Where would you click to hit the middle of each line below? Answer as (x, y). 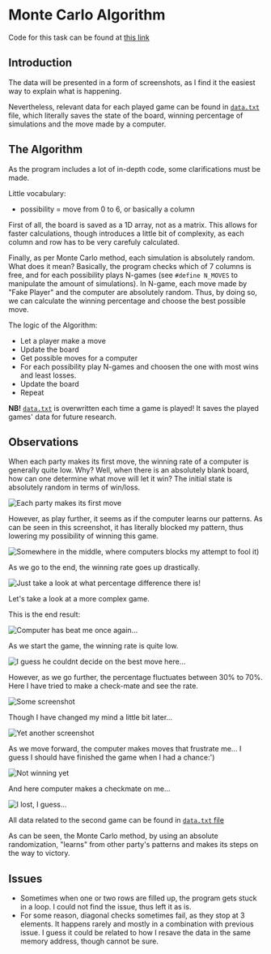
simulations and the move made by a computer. (87, 124)
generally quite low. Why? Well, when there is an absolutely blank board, (129, 470)
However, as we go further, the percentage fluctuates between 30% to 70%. (135, 678)
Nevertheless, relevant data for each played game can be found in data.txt (134, 106)
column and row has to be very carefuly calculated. (94, 242)
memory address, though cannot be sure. (89, 941)
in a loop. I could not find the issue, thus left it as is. (106, 907)
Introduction (40, 63)
